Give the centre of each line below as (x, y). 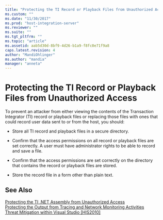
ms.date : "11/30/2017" (28, 18)
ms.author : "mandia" (26, 59)
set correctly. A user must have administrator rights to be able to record (83, 146)
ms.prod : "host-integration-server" (42, 23)
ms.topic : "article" (26, 41)
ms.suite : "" (18, 32)
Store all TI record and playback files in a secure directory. (71, 131)
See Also (19, 190)
